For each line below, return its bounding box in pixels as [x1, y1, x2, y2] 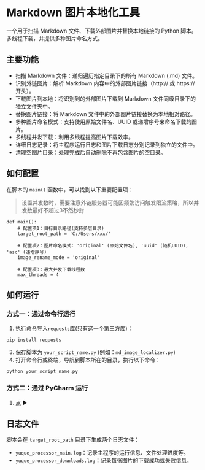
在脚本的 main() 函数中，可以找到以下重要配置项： [6, 185, 134, 193]
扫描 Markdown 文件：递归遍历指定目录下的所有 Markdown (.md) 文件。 [15, 72, 198, 79]
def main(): [6, 218, 37, 225]
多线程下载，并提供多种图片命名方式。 [6, 34, 103, 42]
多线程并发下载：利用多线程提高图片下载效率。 [15, 133, 134, 141]
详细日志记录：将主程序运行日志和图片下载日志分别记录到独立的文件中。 [15, 141, 198, 148]
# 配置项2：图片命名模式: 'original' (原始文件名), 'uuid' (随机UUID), [17, 242, 189, 248]
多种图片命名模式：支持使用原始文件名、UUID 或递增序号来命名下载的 [15, 118, 192, 125]
